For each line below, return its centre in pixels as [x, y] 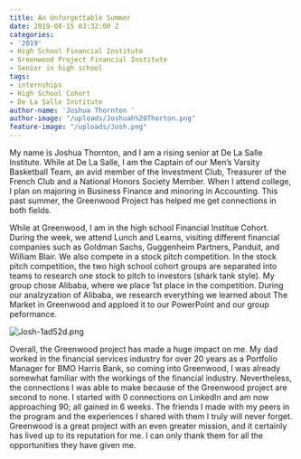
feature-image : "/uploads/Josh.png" [78, 127]
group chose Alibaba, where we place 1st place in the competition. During [146, 285]
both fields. [30, 210]
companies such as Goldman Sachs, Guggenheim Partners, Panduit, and [145, 247]
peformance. [33, 314]
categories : [32, 34]
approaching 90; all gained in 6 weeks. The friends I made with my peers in [150, 407]
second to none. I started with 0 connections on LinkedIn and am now [139, 397]
